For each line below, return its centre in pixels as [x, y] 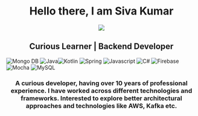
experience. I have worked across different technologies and [101, 91]
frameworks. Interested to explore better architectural [101, 98]
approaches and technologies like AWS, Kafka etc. [101, 106]
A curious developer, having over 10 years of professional [101, 83]
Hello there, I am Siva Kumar [101, 11]
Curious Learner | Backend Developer [101, 47]
